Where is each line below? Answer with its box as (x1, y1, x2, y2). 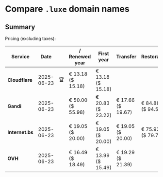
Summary (5, 23, 35, 31)
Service (11, 53, 30, 60)
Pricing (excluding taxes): (5, 35, 56, 41)
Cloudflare (7, 77, 33, 83)
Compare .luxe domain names (5, 3, 130, 15)
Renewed (68, 53, 91, 60)
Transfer (116, 53, 137, 60)
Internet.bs (7, 129, 34, 136)
